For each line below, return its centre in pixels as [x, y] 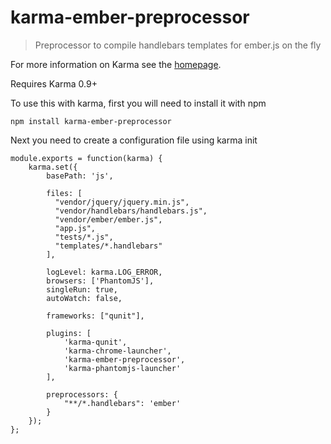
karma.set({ [53, 167]
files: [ [64, 193]
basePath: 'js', [80, 176]
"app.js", [75, 228]
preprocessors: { [82, 394]
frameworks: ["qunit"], [95, 316]
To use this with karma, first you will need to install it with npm [138, 103]
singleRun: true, [82, 289]
